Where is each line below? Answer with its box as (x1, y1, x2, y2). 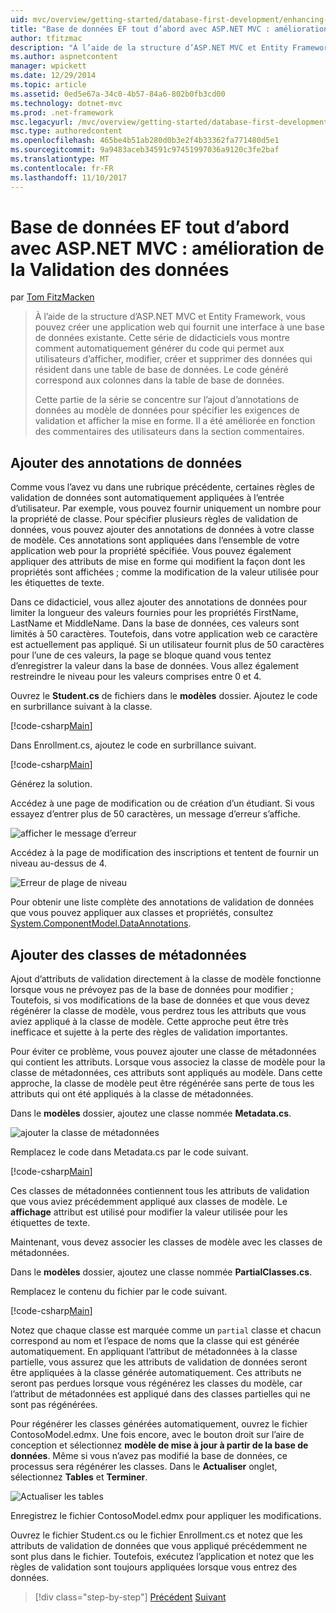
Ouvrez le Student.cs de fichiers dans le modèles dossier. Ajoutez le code (10, 690, 318, 702)
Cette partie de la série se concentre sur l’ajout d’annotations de (34, 394, 300, 406)
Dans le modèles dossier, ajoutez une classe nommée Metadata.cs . (10, 1107, 292, 1120)
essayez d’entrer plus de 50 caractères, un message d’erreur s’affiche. (10, 808, 301, 820)
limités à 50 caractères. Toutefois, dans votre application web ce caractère (10, 628, 318, 640)
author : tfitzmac (10, 33, 83, 43)
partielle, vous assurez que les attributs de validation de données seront (10, 1356, 308, 1368)
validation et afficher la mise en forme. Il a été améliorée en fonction (34, 415, 316, 427)
